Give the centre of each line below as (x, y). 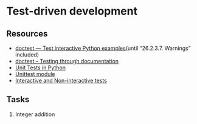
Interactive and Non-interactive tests (61, 81)
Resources (27, 34)
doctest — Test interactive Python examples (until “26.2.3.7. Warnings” (103, 48)
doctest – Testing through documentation (67, 61)
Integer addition (35, 114)
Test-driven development (72, 11)
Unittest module (35, 74)
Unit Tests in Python (40, 67)
